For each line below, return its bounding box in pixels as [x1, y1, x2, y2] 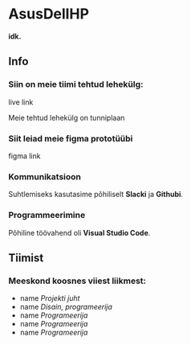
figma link [8, 150, 41, 161]
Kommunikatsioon [8, 170, 82, 182]
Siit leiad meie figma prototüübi [8, 133, 133, 144]
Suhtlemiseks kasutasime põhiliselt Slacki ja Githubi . [8, 190, 183, 199]
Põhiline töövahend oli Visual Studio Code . [8, 228, 151, 237]
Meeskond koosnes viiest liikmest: [8, 275, 147, 286]
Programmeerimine [8, 210, 86, 221]
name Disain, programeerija [19, 302, 112, 312]
